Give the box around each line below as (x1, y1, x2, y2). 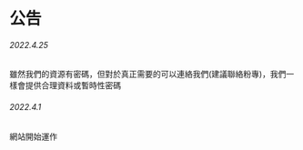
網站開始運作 (9, 131, 57, 142)
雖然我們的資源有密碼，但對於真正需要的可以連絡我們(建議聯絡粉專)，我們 (9, 69, 287, 80)
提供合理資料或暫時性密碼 (25, 80, 121, 91)
